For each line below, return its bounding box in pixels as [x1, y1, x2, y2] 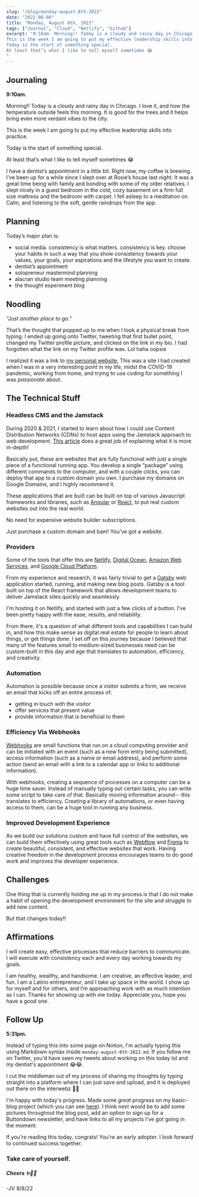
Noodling [6, 299, 41, 309]
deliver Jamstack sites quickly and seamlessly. [6, 593, 121, 601]
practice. [6, 133, 28, 140]
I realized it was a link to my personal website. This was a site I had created [6, 357, 190, 364]
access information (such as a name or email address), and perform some [6, 754, 187, 761]
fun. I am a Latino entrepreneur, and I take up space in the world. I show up [6, 978, 190, 985]
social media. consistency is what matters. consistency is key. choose [14, 244, 186, 251]
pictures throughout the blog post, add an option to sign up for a [6, 1109, 163, 1117]
